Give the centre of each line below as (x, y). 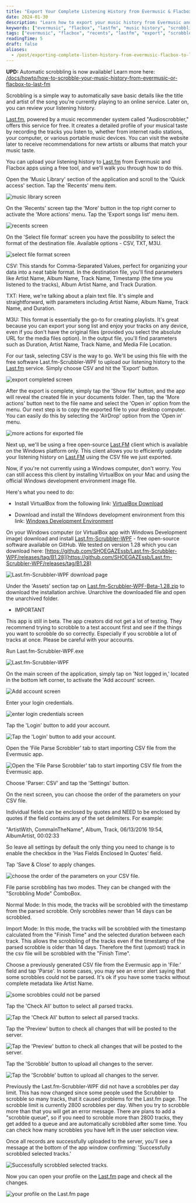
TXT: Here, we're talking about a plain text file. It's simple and (80, 295)
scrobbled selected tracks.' (39, 1153)
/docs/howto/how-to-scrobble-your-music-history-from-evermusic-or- (92, 78)
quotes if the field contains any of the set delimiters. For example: (85, 818)
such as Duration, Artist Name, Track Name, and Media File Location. (89, 344)
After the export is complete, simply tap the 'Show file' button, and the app (96, 391)
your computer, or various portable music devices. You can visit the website (97, 137)
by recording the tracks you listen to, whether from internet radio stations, (95, 132)
